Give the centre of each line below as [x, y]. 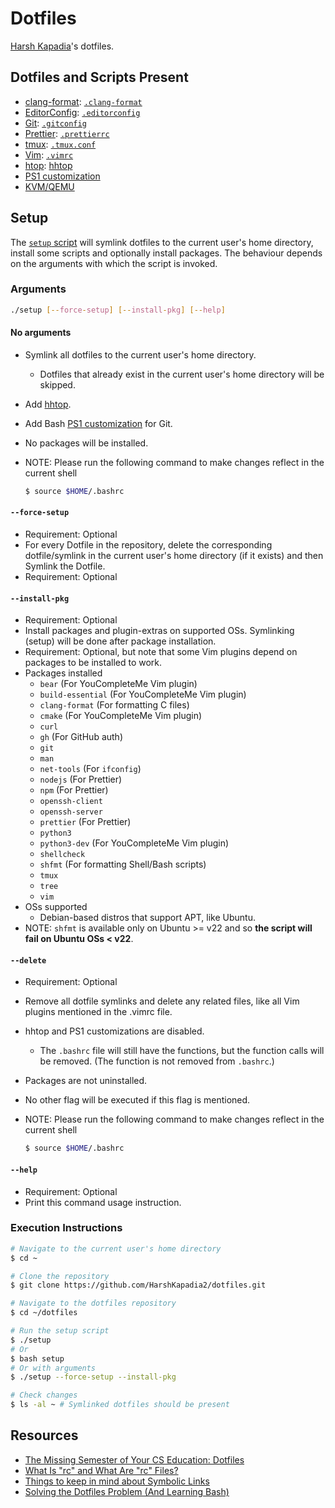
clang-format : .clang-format [83, 101]
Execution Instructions [66, 1228]
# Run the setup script [60, 1331]
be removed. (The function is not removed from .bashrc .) [157, 1061]
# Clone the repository [60, 1276]
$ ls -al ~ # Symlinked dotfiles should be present [120, 1405]
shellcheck [62, 855]
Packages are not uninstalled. [86, 1081]
